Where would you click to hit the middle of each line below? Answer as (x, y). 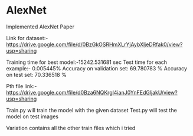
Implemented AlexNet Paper (40, 27)
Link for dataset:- (27, 38)
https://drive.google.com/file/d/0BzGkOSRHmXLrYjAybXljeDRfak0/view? (94, 44)
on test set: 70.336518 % (36, 75)
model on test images (32, 116)
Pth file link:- (22, 86)
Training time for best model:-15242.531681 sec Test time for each (86, 62)
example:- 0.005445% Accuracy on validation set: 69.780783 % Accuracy (97, 68)
